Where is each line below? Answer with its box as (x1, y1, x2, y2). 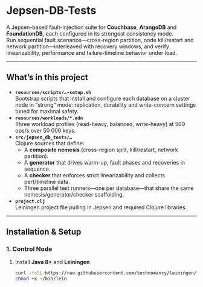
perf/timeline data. (24, 178, 71, 185)
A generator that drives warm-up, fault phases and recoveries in (24, 159, 185, 166)
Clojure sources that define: (14, 139, 85, 147)
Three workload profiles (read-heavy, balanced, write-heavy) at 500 (14, 120, 185, 127)
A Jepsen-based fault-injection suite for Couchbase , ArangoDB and (6, 24, 177, 31)
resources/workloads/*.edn (14, 115, 83, 121)
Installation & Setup (6, 227, 82, 237)
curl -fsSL (14, 270, 43, 276)
